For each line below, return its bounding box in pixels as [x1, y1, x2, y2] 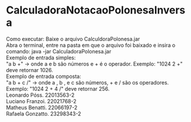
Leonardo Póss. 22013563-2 [6, 91, 75, 99]
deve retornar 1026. [6, 66, 54, 73]
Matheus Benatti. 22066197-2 [6, 104, 78, 111]
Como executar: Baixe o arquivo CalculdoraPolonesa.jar [6, 35, 140, 42]
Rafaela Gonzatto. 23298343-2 [6, 110, 81, 117]
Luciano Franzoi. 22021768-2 [6, 97, 77, 104]
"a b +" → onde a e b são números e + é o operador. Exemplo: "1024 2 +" [6, 60, 183, 67]
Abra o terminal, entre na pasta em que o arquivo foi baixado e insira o [6, 42, 176, 49]
